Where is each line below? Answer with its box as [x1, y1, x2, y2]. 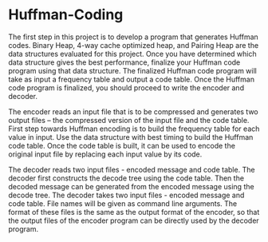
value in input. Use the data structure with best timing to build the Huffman [8, 132, 254, 141]
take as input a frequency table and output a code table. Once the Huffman [8, 74, 255, 84]
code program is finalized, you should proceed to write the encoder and [8, 82, 245, 93]
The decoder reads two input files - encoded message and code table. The [8, 165, 255, 174]
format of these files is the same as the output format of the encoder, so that [8, 207, 260, 216]
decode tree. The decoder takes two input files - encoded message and [8, 190, 245, 200]
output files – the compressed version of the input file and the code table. [8, 115, 250, 125]
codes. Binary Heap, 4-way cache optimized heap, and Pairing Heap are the [8, 40, 259, 50]
